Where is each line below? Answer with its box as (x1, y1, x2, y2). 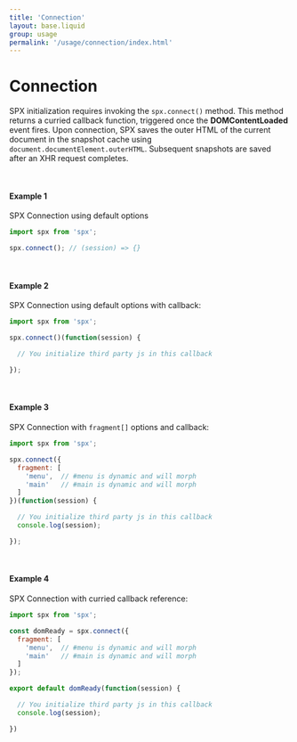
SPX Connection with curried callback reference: (9, 593, 189, 604)
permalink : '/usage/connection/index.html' (9, 37, 173, 47)
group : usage (9, 29, 58, 38)
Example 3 (9, 402, 49, 412)
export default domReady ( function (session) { (9, 684, 181, 693)
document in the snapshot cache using (9, 135, 152, 145)
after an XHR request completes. (9, 153, 129, 164)
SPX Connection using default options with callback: (9, 300, 202, 311)
